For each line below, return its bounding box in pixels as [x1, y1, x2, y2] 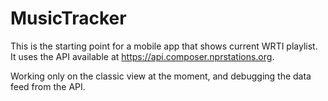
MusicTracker [10, 7, 127, 30]
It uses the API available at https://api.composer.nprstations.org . [10, 50, 275, 62]
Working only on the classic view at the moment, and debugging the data [10, 70, 312, 82]
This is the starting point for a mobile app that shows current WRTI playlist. [10, 40, 318, 52]
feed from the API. [10, 80, 86, 92]
